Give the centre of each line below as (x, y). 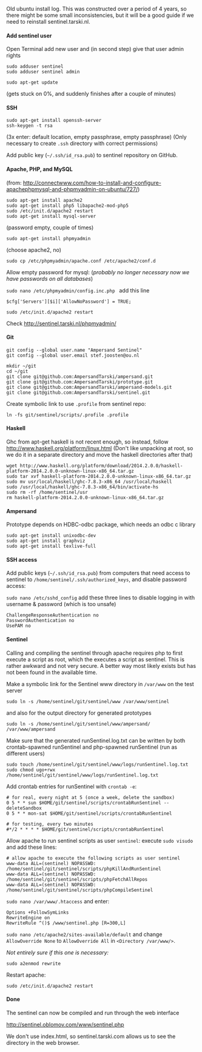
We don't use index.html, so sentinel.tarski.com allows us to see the (91, 1036)
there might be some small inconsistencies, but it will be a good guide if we (100, 15)
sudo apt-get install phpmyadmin (49, 238)
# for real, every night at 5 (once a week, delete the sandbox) (90, 797)
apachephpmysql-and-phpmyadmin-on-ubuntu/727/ (72, 189)
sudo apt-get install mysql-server (51, 216)
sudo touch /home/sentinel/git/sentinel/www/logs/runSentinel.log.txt (97, 764)
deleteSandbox (24, 808)
